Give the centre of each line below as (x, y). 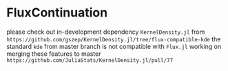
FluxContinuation (57, 13)
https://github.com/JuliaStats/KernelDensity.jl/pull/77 (90, 60)
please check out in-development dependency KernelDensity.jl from (106, 32)
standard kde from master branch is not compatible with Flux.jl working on (114, 46)
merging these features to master (54, 54)
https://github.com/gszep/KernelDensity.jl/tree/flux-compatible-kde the (114, 39)
